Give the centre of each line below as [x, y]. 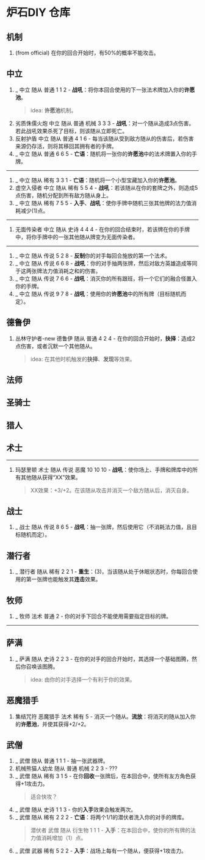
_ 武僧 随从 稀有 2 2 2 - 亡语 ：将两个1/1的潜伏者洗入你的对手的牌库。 [101, 817]
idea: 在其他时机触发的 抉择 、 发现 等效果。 [83, 359]
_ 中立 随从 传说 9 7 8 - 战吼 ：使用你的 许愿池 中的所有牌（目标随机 [98, 294]
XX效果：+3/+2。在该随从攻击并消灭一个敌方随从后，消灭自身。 [111, 490]
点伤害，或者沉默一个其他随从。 [55, 346]
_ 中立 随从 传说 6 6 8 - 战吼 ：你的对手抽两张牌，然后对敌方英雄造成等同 [106, 263]
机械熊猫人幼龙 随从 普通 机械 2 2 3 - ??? [66, 768]
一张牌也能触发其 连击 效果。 [66, 579]
